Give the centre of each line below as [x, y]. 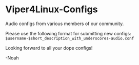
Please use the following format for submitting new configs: [68, 33]
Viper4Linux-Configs [52, 9]
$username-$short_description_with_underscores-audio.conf [70, 38]
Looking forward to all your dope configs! [49, 48]
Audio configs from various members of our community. [65, 24]
